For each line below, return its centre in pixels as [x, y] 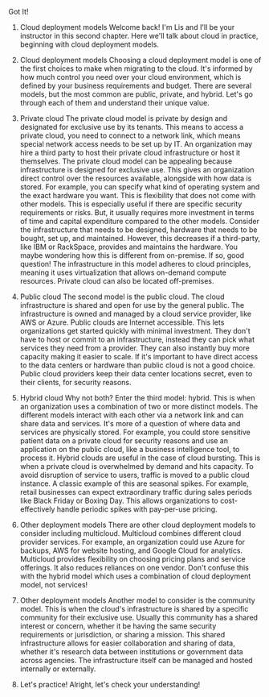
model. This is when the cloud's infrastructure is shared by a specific [134, 609]
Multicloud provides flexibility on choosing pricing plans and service [133, 559]
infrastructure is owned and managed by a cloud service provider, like [135, 314]
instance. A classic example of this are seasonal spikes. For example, [134, 483]
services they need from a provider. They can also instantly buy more [135, 348]
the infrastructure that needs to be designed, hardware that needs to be [139, 230]
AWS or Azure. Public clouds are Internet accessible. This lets [122, 322]
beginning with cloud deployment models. [89, 44]
